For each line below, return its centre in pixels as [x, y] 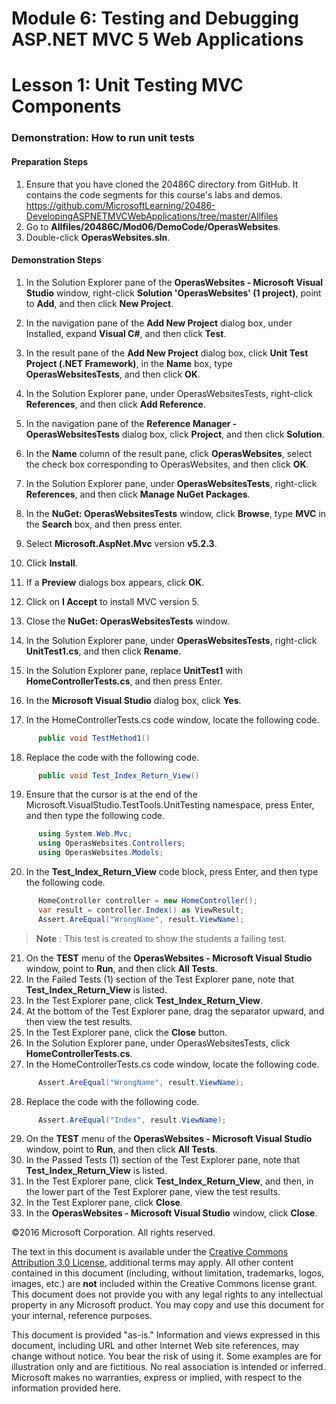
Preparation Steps [50, 161]
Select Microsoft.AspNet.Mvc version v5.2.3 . [121, 543]
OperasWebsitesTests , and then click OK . [113, 374]
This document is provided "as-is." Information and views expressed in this [166, 1335]
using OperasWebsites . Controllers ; [112, 843]
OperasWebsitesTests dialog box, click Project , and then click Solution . [175, 434]
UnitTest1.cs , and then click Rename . [103, 651]
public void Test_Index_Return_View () [118, 775]
